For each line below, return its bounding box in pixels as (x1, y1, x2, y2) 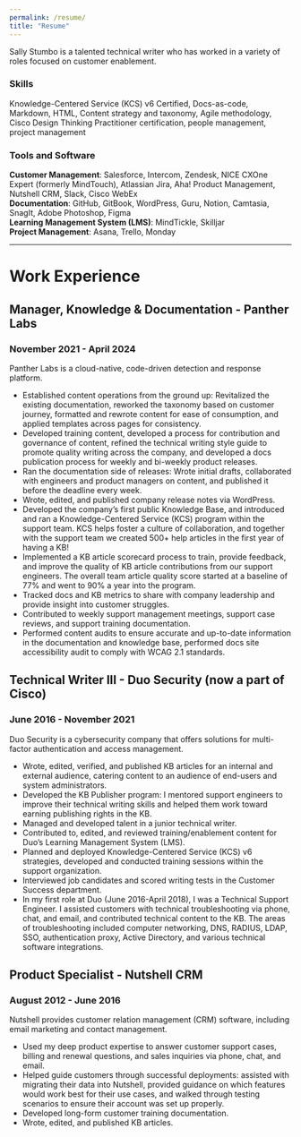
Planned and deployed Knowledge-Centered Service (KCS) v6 (21, 846, 253, 857)
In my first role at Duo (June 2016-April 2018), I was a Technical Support (21, 893, 289, 904)
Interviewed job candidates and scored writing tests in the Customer (21, 875, 275, 885)
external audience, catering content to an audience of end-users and (21, 770, 278, 781)
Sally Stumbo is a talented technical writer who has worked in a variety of (9, 46, 280, 56)
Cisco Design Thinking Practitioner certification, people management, (9, 117, 267, 128)
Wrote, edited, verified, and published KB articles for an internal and (21, 760, 273, 771)
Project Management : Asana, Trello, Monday (9, 227, 176, 237)
